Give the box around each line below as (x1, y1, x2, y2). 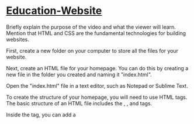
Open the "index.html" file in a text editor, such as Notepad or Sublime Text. (6, 82, 188, 89)
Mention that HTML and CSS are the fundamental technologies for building (6, 29, 186, 36)
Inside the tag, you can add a (6, 111, 76, 118)
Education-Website (6, 4, 102, 18)
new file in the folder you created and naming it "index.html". (6, 71, 152, 78)
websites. (6, 36, 29, 43)
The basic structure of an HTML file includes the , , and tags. (6, 99, 153, 106)
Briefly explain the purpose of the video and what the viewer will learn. (6, 23, 176, 30)
